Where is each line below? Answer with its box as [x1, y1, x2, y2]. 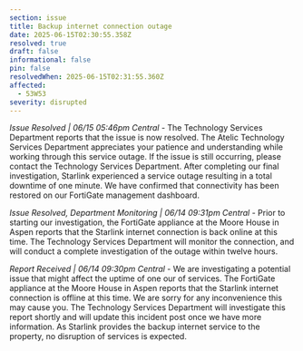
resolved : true [9, 38, 67, 48]
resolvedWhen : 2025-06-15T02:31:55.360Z [9, 73, 165, 82]
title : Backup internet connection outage [9, 22, 172, 31]
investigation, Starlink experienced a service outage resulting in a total [9, 171, 272, 181]
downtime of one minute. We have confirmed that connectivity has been [9, 180, 279, 191]
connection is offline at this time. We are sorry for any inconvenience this [9, 292, 283, 304]
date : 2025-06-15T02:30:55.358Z [9, 30, 132, 39]
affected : [9, 81, 47, 90]
